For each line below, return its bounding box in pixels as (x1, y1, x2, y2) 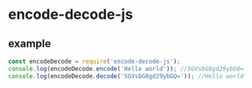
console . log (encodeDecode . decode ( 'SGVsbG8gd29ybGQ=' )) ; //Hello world (8, 72, 244, 80)
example (8, 37, 52, 50)
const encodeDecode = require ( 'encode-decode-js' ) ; (8, 57, 181, 65)
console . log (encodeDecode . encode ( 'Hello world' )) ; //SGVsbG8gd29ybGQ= (8, 64, 244, 72)
